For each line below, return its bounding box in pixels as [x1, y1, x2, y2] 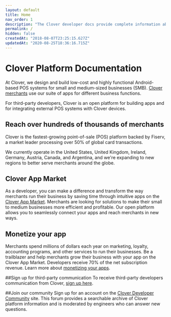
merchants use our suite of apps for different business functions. [5, 90, 141, 96]
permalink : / [5, 26, 33, 32]
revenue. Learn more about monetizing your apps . [5, 265, 110, 271]
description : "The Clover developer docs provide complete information [5, 21, 160, 27]
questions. [5, 306, 27, 312]
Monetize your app [5, 229, 66, 238]
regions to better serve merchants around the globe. [5, 160, 115, 166]
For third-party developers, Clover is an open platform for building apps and [5, 100, 164, 106]
